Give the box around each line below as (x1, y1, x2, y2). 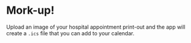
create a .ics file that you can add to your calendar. (6, 29, 134, 36)
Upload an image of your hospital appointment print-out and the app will (6, 23, 186, 30)
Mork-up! (6, 4, 55, 17)
